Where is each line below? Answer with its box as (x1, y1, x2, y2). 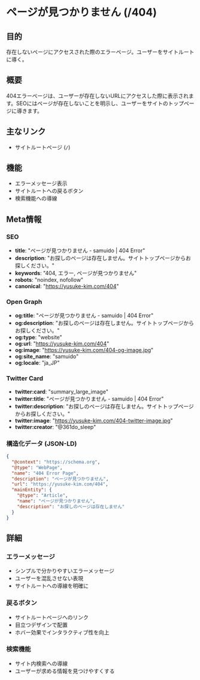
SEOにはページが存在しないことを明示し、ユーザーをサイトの (16, 100, 169, 107)
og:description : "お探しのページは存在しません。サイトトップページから (14, 320, 195, 327)
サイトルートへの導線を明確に (14, 582, 89, 589)
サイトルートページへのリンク (14, 613, 89, 621)
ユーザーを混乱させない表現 (14, 575, 84, 582)
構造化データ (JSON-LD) (6, 439, 77, 448)
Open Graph (6, 298, 43, 306)
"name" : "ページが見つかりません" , (17, 498, 96, 505)
